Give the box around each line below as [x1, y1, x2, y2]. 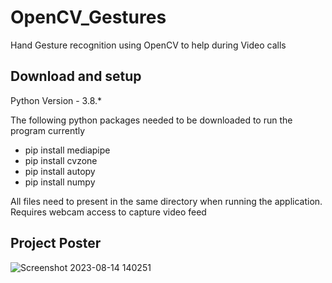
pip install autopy [24, 165, 96, 177]
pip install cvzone [24, 154, 98, 166]
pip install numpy [24, 176, 96, 188]
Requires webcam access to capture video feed [10, 206, 207, 218]
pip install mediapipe [24, 144, 111, 156]
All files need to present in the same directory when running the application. [10, 195, 323, 207]
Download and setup [10, 68, 142, 85]
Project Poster [10, 235, 102, 252]
